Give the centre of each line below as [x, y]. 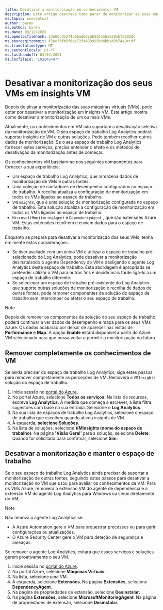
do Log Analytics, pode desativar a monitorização [87, 257]
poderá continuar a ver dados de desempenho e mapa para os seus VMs [78, 322]
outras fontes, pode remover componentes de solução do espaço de [81, 293]
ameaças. [22, 542]
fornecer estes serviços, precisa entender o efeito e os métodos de [72, 147]
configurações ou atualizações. [43, 532]
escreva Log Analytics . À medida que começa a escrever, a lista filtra [82, 402]
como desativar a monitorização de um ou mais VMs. [58, 117]
